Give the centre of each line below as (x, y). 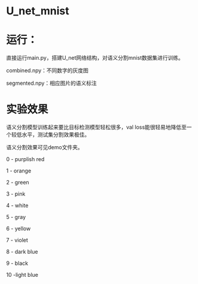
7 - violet (17, 240)
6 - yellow (18, 229)
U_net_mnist (38, 11)
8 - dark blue (22, 252)
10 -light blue (22, 275)
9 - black (17, 263)
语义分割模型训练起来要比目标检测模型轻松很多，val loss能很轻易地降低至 (96, 127)
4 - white (17, 206)
